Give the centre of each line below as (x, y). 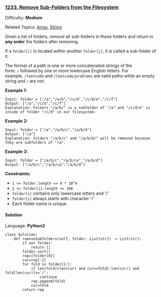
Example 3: (16, 152)
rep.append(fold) (48, 281)
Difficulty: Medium (24, 18)
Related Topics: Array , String (33, 27)
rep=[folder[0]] (39, 256)
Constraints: (18, 174)
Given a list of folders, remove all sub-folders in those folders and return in (79, 37)
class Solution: (21, 234)
